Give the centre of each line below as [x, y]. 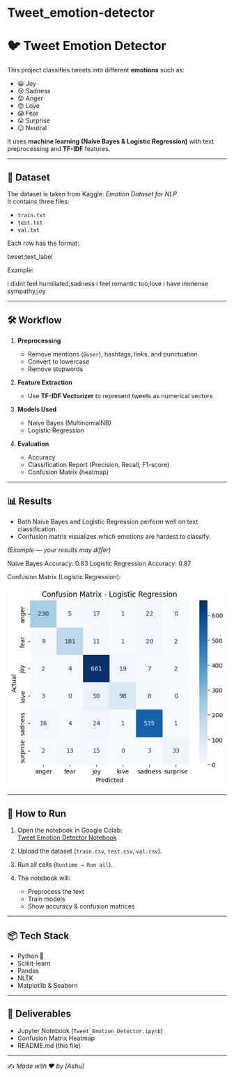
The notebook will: [44, 878]
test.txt [30, 223]
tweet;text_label [30, 256]
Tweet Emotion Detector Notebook [67, 838]
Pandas [28, 970]
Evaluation [33, 443]
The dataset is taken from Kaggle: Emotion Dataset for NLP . [93, 194]
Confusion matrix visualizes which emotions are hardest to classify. [114, 536]
